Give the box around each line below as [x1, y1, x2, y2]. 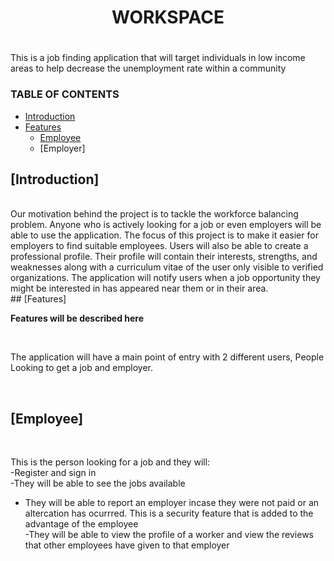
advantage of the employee [24, 518, 139, 530]
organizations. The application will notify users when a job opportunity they [10, 272, 321, 284]
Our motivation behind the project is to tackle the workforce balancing [10, 208, 299, 220]
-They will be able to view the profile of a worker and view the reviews [24, 529, 314, 541]
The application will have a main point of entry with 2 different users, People [10, 351, 325, 363]
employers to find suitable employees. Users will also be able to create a [10, 240, 309, 252]
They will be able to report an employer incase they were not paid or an [24, 497, 320, 509]
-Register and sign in [10, 467, 97, 479]
